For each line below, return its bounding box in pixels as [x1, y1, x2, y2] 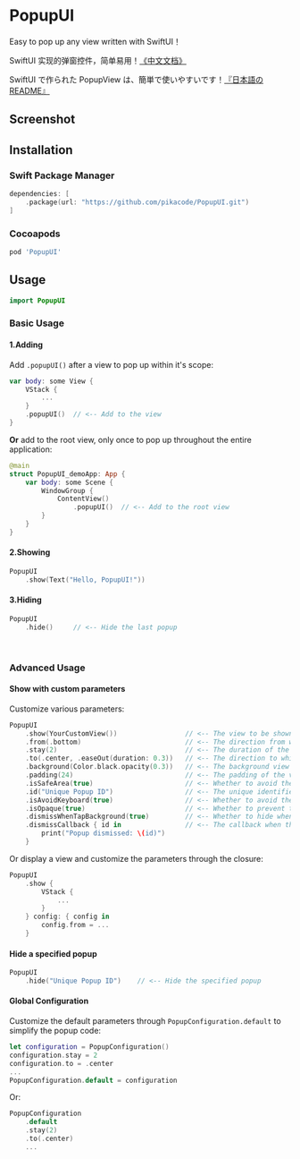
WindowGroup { [41, 486, 94, 495]
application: [9, 444, 53, 455]
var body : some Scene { [25, 478, 114, 487]
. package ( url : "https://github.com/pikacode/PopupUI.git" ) [25, 198, 250, 207]
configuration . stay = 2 [9, 1051, 98, 1060]
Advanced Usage [9, 661, 86, 674]
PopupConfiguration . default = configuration [9, 1076, 178, 1085]
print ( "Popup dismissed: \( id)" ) [41, 829, 166, 838]
